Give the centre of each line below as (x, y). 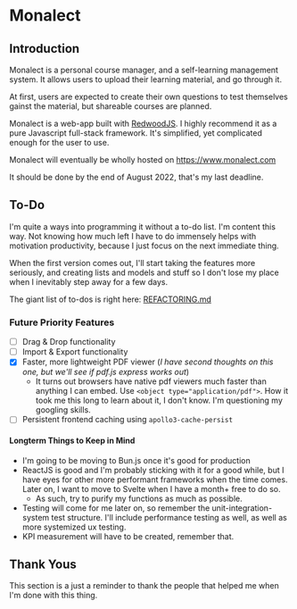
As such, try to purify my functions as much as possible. (139, 498)
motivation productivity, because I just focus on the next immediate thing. (144, 246)
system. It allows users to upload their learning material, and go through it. (146, 79)
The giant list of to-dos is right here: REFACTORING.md (111, 299)
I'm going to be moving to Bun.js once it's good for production (136, 460)
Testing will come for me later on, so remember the (116, 508)
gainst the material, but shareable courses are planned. (111, 106)
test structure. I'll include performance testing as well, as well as (169, 517)
